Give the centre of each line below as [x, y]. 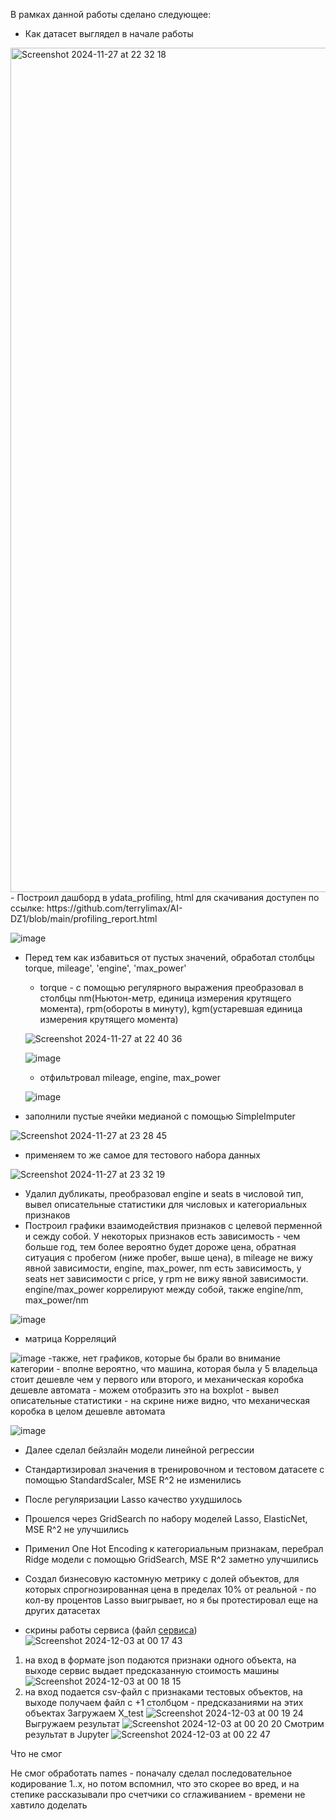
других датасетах [62, 1610]
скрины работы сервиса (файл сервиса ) [111, 1630]
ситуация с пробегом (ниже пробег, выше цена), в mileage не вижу [168, 1257]
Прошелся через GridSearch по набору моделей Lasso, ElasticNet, [166, 1518]
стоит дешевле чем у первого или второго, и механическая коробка [157, 1379]
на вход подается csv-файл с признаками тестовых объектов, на [163, 1692]
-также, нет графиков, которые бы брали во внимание [164, 1358]
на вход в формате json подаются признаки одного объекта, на [160, 1660]
